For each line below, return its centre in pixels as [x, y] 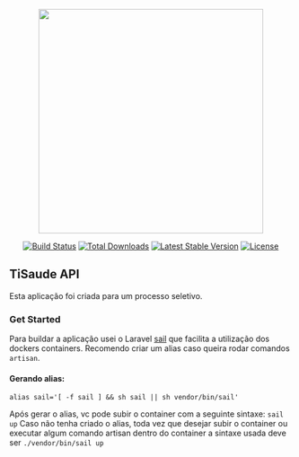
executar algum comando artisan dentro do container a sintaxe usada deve [148, 433]
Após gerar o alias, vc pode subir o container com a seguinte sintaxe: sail [147, 414]
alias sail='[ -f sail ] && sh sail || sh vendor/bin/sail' [124, 398]
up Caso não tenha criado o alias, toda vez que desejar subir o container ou [149, 424]
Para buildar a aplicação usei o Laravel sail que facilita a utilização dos [140, 339]
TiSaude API [44, 274]
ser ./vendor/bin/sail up [57, 443]
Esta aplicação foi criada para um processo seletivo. [106, 295]
